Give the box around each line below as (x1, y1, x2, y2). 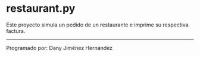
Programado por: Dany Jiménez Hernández (6, 44, 113, 51)
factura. (6, 27, 26, 34)
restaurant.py (6, 2, 76, 15)
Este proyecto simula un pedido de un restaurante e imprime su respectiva (6, 21, 189, 28)
